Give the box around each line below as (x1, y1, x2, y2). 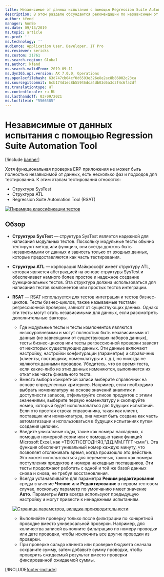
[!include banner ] (5, 157, 40, 162)
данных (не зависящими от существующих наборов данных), (19, 335, 148, 341)
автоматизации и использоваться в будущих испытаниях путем (19, 418, 153, 424)
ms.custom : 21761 (5, 52, 41, 58)
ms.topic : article (5, 30, 42, 35)
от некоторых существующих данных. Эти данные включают (19, 345, 147, 351)
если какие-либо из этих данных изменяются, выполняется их (19, 366, 151, 372)
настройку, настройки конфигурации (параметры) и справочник (19, 350, 155, 356)
